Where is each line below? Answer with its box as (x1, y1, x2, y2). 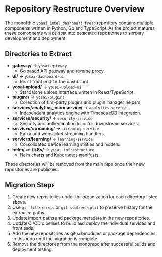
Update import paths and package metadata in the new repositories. (12, 215, 151, 221)
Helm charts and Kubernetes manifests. (19, 152, 100, 158)
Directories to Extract (5, 50, 72, 58)
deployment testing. (12, 246, 53, 252)
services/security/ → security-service (12, 115, 93, 121)
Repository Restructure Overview (5, 3, 145, 15)
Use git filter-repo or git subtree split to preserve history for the (12, 204, 153, 210)
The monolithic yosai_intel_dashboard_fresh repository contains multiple (5, 20, 154, 26)
